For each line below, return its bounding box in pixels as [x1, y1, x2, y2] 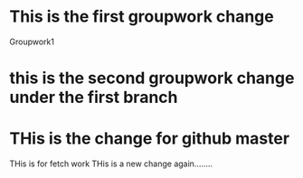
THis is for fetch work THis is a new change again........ [9, 158, 213, 169]
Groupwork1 [9, 36, 54, 47]
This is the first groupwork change [9, 6, 274, 27]
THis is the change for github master [9, 128, 290, 149]
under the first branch [9, 88, 178, 108]
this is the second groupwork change [9, 68, 295, 89]
